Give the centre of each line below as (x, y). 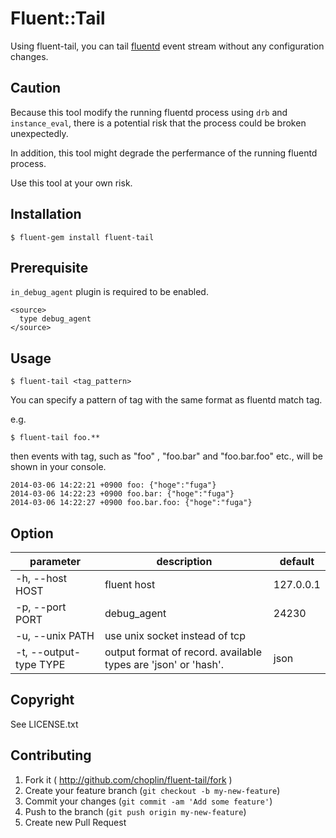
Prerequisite (49, 267)
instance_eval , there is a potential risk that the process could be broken (158, 123)
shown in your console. (58, 467)
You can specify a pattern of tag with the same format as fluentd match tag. (166, 400)
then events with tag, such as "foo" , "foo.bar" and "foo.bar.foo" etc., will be (166, 456)
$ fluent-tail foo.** (55, 438)
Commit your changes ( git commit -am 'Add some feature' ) (148, 801)
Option (32, 533)
